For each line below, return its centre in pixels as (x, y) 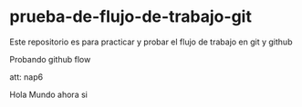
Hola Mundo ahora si (49, 94)
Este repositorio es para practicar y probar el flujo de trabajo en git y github (151, 42)
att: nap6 (26, 77)
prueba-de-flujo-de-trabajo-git (131, 17)
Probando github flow (50, 59)
